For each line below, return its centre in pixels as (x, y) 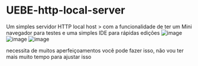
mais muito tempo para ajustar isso (49, 57)
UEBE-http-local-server (66, 10)
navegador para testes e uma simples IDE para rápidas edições (83, 32)
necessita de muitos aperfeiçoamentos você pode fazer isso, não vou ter (95, 50)
